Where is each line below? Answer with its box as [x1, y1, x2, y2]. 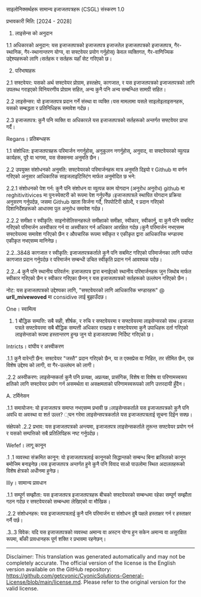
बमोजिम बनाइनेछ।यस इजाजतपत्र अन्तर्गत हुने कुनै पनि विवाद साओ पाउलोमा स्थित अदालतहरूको [6, 460, 185, 468]
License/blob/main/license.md [6, 578, 81, 586]
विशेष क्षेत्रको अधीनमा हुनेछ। [6, 468, 60, 474]
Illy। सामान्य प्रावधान [6, 480, 47, 486]
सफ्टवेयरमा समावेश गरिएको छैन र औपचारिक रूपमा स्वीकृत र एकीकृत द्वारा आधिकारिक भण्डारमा [6, 231, 184, 237]
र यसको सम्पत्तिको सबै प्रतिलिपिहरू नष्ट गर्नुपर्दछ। [6, 430, 99, 437]
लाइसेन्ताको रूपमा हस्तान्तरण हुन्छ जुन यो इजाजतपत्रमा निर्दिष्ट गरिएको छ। [14, 331, 154, 338]
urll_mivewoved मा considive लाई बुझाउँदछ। [6, 294, 108, 300]
